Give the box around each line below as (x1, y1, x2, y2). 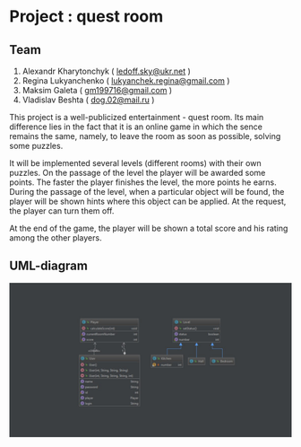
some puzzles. (9, 141, 64, 151)
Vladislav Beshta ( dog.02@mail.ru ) (21, 94, 155, 105)
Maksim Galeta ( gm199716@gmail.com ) (21, 85, 173, 95)
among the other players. (9, 232, 102, 243)
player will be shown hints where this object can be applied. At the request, (9, 196, 287, 206)
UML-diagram (9, 259, 88, 274)
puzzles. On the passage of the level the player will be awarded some (9, 168, 266, 178)
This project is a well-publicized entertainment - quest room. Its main (9, 112, 264, 122)
